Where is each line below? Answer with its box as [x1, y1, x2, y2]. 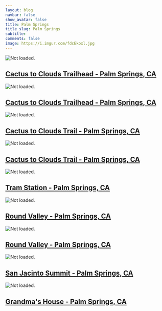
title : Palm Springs [5, 22, 50, 27]
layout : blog [5, 7, 33, 13]
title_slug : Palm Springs [5, 27, 60, 32]
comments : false [5, 36, 40, 42]
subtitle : [5, 31, 27, 36]
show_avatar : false [5, 17, 47, 22]
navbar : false [5, 12, 36, 17]
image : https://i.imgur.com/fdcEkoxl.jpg [5, 41, 95, 46]
